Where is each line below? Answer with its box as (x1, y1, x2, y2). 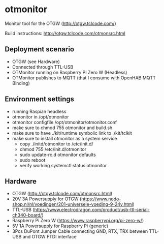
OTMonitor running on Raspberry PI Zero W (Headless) (12, 69, 127, 75)
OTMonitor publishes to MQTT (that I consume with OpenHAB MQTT (12, 75, 156, 81)
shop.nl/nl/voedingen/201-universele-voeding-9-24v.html (12, 201, 133, 207)
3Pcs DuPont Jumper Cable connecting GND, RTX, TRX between (12, 228, 148, 234)
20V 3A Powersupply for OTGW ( (12, 196, 82, 202)
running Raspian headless (12, 108, 67, 114)
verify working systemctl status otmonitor (19, 162, 107, 168)
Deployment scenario (5, 45, 75, 54)
